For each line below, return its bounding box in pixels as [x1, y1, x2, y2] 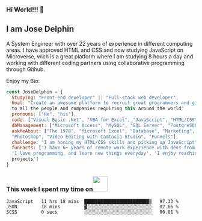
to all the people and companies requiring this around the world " [11, 105, 185, 112]
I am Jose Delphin [6, 24, 75, 34]
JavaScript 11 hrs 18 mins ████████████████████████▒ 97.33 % [6, 199, 179, 205]
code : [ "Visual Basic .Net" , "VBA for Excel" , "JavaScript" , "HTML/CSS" [11, 117, 198, 123]
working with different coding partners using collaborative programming [6, 59, 185, 66]
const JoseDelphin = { [6, 89, 63, 95]
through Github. [6, 66, 45, 73]
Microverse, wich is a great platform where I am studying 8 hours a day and [6, 52, 194, 60]
